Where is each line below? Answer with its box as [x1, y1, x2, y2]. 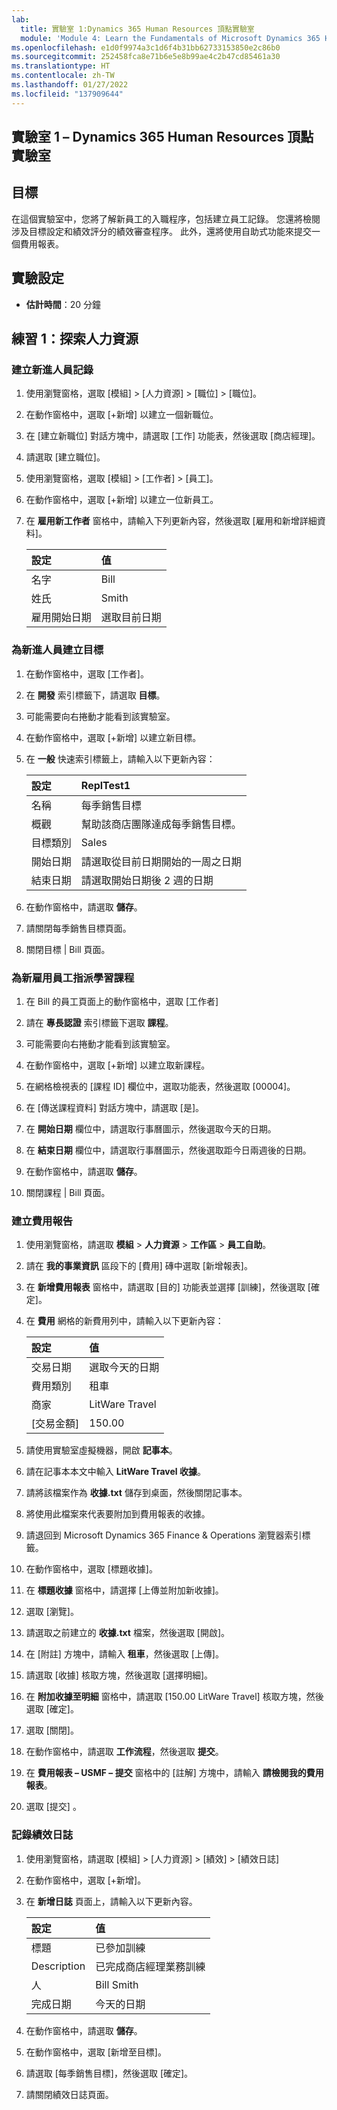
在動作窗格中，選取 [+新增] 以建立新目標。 [25, 731, 202, 743]
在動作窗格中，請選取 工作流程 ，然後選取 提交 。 [25, 1746, 224, 1758]
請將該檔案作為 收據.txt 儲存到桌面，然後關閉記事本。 [25, 1487, 248, 1499]
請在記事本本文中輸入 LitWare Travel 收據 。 [25, 1466, 206, 1478]
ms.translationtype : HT [11, 61, 111, 71]
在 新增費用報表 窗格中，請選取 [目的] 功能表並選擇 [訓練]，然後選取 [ [25, 1281, 311, 1293]
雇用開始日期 [30, 611, 92, 625]
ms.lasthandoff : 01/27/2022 [11, 80, 129, 90]
